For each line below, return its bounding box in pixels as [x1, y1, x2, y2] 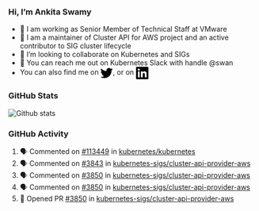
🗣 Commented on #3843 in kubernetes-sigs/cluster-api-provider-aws [19, 158, 251, 168]
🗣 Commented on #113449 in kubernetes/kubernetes [19, 146, 196, 156]
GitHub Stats [8, 90, 59, 102]
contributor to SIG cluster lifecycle [19, 41, 132, 51]
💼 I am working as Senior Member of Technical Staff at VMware [19, 25, 227, 34]
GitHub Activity [8, 128, 69, 139]
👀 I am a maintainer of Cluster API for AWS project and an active [19, 33, 230, 42]
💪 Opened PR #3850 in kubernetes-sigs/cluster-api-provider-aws [19, 194, 234, 203]
